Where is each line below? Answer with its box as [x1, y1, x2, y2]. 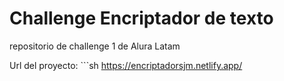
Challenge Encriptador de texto [9, 7, 274, 30]
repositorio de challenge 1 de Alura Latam [9, 40, 181, 52]
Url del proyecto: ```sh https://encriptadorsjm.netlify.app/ [9, 59, 243, 71]
